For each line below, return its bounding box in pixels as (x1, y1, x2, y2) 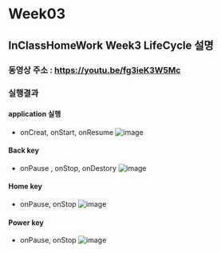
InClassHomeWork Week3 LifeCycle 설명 (8, 38, 214, 52)
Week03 (8, 5, 66, 23)
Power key (8, 217, 44, 227)
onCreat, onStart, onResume (19, 127, 114, 136)
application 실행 (8, 109, 61, 119)
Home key (8, 181, 42, 192)
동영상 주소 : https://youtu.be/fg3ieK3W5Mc (8, 65, 181, 76)
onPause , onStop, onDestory (19, 163, 117, 172)
